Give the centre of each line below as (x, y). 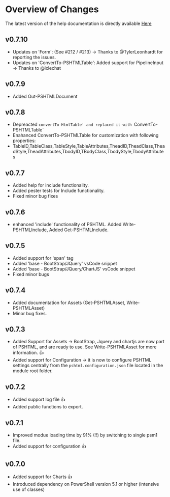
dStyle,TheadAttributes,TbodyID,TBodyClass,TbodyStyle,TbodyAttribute (88, 152)
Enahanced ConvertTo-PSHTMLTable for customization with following (86, 135)
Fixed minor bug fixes (35, 196)
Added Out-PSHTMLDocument (45, 96)
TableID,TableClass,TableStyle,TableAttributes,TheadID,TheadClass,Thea (89, 146)
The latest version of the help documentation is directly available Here (78, 23)
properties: (24, 141)
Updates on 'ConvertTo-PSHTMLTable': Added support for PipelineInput (88, 63)
